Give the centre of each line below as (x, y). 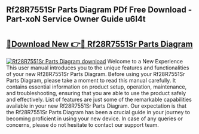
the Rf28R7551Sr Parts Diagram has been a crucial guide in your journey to (98, 112)
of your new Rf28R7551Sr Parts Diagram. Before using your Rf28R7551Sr (96, 74)
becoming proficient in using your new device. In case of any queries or (95, 118)
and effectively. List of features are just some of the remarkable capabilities (99, 99)
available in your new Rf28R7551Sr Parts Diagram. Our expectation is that (97, 106)
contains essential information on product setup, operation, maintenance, (97, 87)
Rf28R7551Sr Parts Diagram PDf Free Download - (99, 10)
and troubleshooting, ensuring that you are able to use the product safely (96, 93)
